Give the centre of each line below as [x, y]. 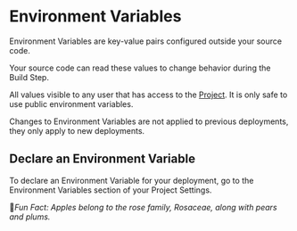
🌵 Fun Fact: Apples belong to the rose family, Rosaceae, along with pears [144, 207]
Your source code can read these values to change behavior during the [140, 68]
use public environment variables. [71, 103]
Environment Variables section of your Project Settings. [111, 190]
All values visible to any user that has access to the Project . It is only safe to [148, 95]
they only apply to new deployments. [77, 130]
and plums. [30, 217]
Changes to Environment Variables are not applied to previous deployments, [149, 121]
